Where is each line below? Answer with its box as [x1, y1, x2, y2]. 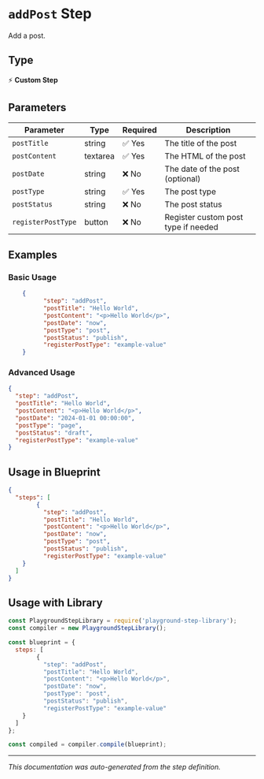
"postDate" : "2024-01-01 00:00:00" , [15, 414, 135, 422]
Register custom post [164, 211, 244, 222]
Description [185, 124, 231, 135]
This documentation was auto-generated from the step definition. [8, 762, 222, 772]
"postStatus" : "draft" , [15, 429, 93, 437]
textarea [83, 151, 115, 162]
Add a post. [8, 31, 46, 40]
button [83, 216, 108, 227]
